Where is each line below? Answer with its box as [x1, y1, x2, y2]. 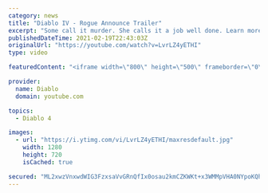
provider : [8, 77, 41, 85]
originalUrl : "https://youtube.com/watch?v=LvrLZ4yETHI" [8, 41, 202, 49]
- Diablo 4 [15, 114, 52, 122]
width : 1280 [22, 144, 62, 152]
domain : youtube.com [15, 93, 84, 100]
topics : [8, 107, 34, 115]
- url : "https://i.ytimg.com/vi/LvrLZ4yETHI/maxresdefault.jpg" [15, 136, 234, 144]
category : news [8, 11, 59, 20]
